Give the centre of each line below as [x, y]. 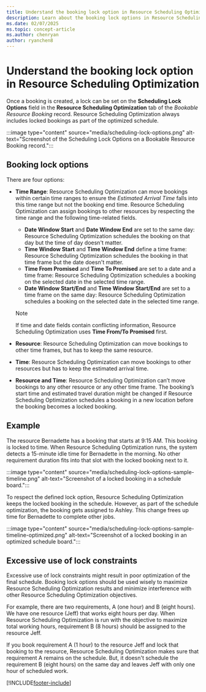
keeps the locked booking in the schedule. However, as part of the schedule [102, 503]
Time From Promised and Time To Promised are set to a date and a [110, 268]
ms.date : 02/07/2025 [33, 23]
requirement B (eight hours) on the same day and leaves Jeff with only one [101, 664]
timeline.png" [23, 478]
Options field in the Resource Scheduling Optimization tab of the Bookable [102, 107]
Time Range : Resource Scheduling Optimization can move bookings [101, 192]
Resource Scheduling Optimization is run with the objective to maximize [97, 620]
